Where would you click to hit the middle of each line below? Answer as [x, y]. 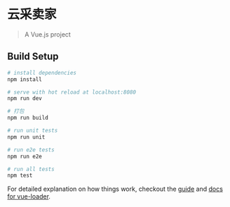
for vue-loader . [29, 196]
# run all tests [31, 169]
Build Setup [33, 57]
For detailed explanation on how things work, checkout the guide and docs [115, 189]
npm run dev [25, 99]
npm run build [28, 118]
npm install [25, 79]
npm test [20, 176]
